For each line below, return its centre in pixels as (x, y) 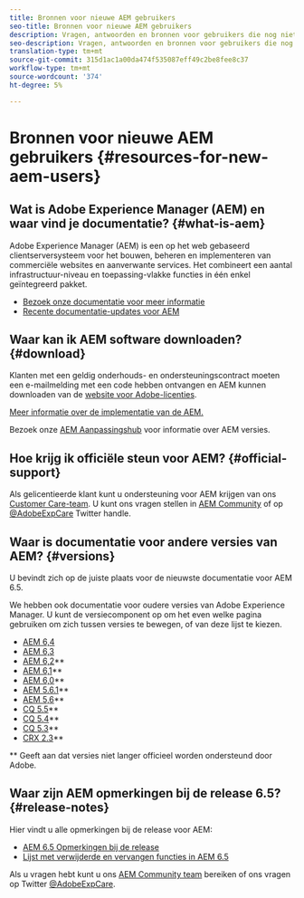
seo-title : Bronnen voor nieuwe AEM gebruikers (101, 26)
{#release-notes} (60, 808)
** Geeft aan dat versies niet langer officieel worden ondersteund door (141, 756)
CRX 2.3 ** (43, 738)
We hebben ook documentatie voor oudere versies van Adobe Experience (147, 605)
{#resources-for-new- (182, 157)
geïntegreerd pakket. (48, 284)
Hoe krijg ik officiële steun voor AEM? (118, 458)
